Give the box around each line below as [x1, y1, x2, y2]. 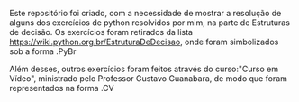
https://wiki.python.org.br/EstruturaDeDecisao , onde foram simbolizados [9, 36, 279, 47]
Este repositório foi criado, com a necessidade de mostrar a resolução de [9, 8, 282, 18]
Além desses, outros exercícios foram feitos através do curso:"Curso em [9, 63, 279, 74]
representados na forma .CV [9, 83, 114, 93]
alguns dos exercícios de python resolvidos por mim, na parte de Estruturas [9, 17, 291, 28]
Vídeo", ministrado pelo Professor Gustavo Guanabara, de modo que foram [9, 73, 288, 84]
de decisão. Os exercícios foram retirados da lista [9, 27, 194, 37]
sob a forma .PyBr [9, 46, 77, 57]
